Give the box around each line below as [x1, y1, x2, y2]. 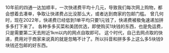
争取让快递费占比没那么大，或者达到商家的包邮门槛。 [36, 11, 149, 17]
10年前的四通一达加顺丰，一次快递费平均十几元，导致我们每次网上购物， [5, 5, 158, 10]
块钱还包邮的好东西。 [5, 42, 50, 48]
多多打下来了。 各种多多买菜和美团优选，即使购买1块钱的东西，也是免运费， [5, 23, 165, 29]
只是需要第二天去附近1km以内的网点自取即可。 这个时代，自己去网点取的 [5, 30, 159, 35]
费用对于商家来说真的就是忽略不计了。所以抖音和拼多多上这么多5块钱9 [14, 36, 163, 42]
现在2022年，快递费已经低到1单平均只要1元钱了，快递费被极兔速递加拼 [14, 17, 164, 23]
